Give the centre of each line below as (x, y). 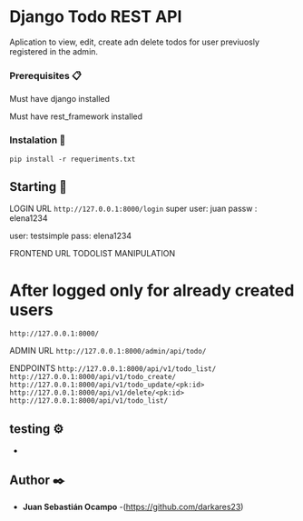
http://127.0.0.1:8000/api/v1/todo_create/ (93, 377)
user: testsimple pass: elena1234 (71, 236)
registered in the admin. (54, 51)
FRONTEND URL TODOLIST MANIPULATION (92, 254)
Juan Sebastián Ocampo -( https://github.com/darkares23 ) (133, 506)
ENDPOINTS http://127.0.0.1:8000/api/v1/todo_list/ (113, 368)
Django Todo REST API (96, 17)
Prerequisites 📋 (45, 75)
